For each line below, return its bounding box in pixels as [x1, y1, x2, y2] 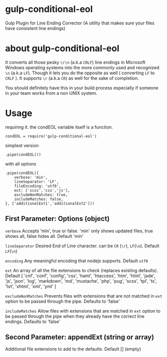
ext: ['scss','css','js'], [14, 188, 70, 193]
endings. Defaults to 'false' [5, 318, 61, 325]
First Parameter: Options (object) [5, 214, 110, 223]
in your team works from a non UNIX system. [5, 90, 98, 96]
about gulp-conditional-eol [5, 43, 120, 54]
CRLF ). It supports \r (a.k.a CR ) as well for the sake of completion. [5, 75, 140, 81]
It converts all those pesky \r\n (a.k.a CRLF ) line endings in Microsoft [5, 59, 146, 65]
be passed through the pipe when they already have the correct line [5, 313, 145, 319]
